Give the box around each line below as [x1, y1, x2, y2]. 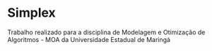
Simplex [7, 5, 57, 21]
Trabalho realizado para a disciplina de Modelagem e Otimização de [7, 28, 206, 36]
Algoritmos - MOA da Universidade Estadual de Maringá [7, 35, 171, 43]
